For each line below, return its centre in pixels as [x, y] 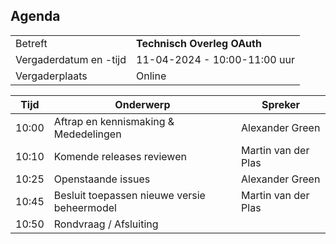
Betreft [31, 43]
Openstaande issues [102, 179]
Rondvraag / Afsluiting [106, 224]
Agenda [35, 16]
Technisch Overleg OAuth [199, 43]
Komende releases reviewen [120, 156]
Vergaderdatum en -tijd [71, 59]
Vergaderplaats [51, 76]
